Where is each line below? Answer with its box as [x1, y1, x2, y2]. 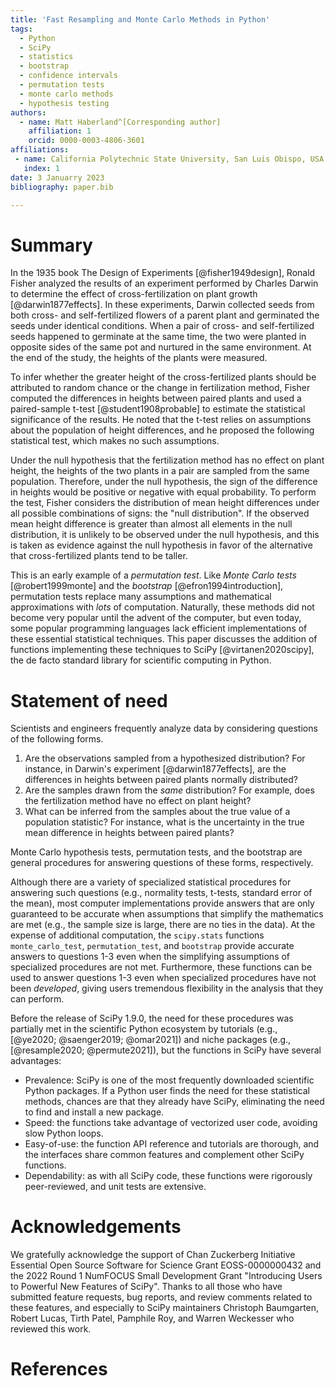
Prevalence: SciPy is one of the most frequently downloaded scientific [24, 1074, 315, 1086]
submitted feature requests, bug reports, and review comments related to [10, 1291, 313, 1303]
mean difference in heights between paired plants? [24, 827, 235, 839]
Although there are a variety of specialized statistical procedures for [10, 876, 292, 888]
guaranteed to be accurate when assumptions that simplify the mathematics [10, 908, 324, 920]
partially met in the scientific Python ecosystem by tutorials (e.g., [10, 1023, 278, 1035]
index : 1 [23, 163, 60, 173]
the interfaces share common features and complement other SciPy [24, 1149, 305, 1161]
